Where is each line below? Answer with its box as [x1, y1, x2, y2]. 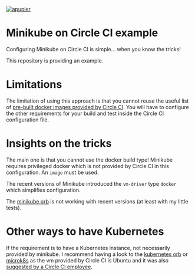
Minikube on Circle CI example [6, 27, 158, 40]
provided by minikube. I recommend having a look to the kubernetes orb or [6, 251, 189, 258]
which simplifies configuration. [6, 186, 81, 193]
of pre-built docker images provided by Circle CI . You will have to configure [6, 103, 190, 110]
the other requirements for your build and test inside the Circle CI [6, 110, 164, 117]
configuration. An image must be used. [6, 169, 99, 176]
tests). [6, 204, 22, 211]
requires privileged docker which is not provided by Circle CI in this [6, 162, 169, 169]
